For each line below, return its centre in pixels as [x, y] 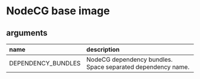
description [103, 50]
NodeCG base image [58, 11]
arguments [27, 33]
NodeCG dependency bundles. [129, 59]
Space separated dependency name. [138, 67]
